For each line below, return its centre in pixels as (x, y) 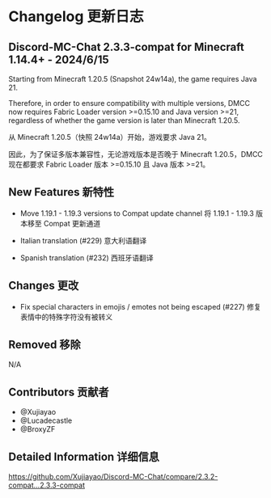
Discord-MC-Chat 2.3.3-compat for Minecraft (126, 46)
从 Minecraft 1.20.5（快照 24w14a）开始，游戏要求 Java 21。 (110, 137)
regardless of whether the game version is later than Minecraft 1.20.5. (124, 120)
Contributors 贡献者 (59, 392)
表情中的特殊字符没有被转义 (66, 317)
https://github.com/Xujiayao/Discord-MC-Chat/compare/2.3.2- (113, 477)
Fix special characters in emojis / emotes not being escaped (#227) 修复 (140, 306)
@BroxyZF (38, 429)
